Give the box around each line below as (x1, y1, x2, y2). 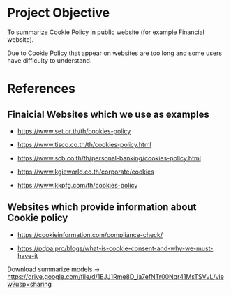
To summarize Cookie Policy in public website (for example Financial (7, 28, 204, 36)
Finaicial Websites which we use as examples (7, 108, 209, 120)
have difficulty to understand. (7, 56, 92, 64)
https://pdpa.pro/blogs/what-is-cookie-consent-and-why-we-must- (17, 244, 214, 252)
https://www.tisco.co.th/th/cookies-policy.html (17, 140, 151, 149)
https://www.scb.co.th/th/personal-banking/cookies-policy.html (17, 153, 201, 162)
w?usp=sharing (7, 280, 52, 288)
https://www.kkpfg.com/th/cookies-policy (17, 181, 138, 189)
